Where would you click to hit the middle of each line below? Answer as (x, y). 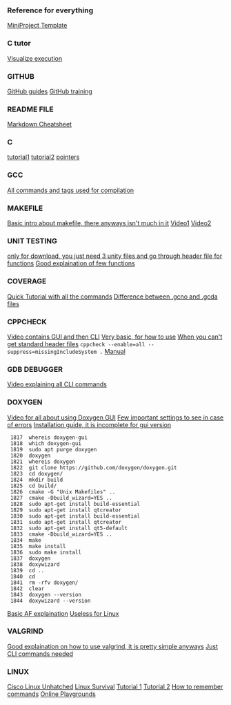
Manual (115, 351)
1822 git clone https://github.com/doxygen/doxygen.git (93, 468)
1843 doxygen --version (46, 594)
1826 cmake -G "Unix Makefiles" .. (63, 492)
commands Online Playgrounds (52, 694)
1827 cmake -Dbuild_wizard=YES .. (61, 498)
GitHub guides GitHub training (50, 91)
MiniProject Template (37, 26)
